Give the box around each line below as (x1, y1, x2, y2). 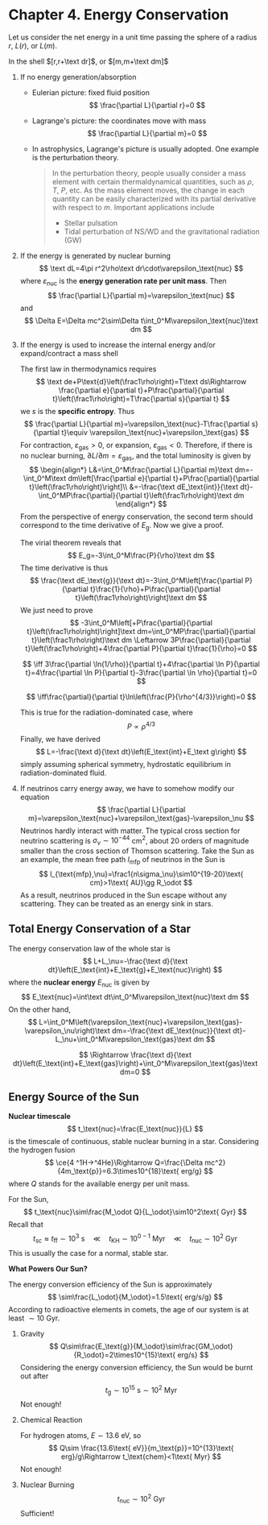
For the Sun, (8, 1195, 49, 1204)
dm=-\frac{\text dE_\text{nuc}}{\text (111, 1026, 231, 1035)
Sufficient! (19, 1508, 55, 1518)
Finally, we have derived (19, 734, 101, 744)
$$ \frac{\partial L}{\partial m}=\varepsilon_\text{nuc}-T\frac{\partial (23, 419, 250, 429)
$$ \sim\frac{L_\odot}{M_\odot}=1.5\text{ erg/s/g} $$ (47, 1291, 223, 1302)
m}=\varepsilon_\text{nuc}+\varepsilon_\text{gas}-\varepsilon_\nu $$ (27, 813, 255, 823)
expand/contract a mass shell (19, 348, 118, 358)
